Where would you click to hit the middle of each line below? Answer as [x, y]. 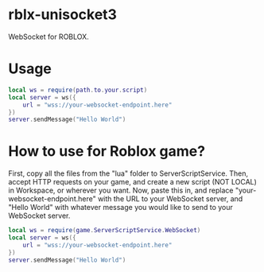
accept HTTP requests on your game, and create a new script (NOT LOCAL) [132, 182]
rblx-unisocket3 [63, 15]
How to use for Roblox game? [107, 152]
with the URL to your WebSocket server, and [171, 199]
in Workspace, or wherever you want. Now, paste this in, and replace [121, 190]
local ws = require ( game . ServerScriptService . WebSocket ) [105, 231]
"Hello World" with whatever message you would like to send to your [120, 208]
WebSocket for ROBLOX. [49, 37]
